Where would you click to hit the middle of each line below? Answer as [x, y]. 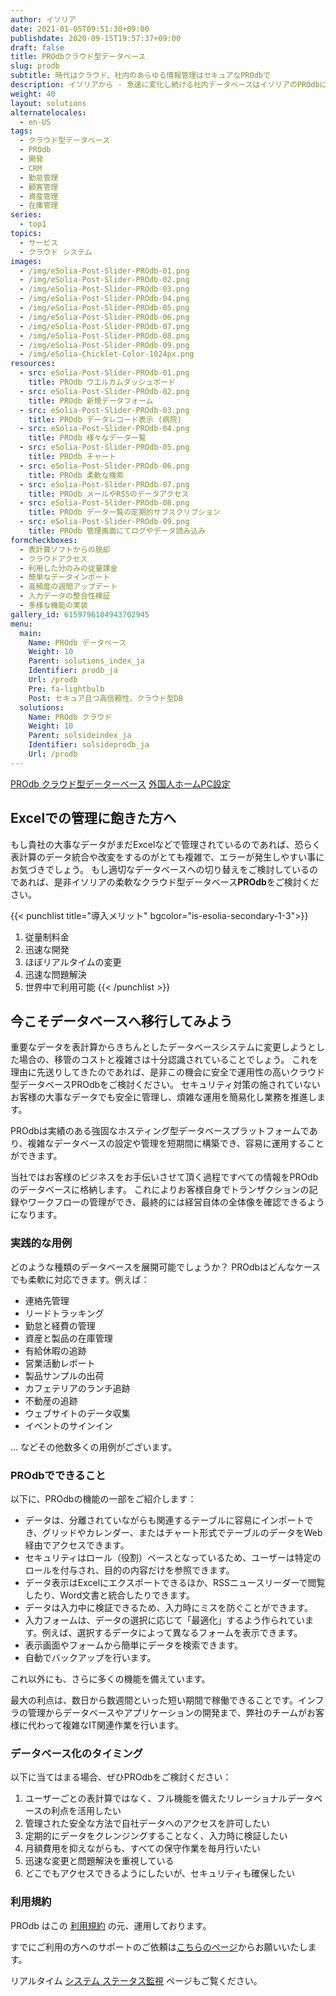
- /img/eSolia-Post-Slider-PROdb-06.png [104, 317]
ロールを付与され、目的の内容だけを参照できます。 [129, 1570]
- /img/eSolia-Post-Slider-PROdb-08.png [104, 336]
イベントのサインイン [68, 1425]
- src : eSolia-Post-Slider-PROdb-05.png [104, 447]
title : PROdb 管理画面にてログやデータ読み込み [117, 531]
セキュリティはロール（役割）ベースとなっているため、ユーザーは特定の [173, 1557]
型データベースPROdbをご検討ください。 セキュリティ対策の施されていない [165, 1085]
